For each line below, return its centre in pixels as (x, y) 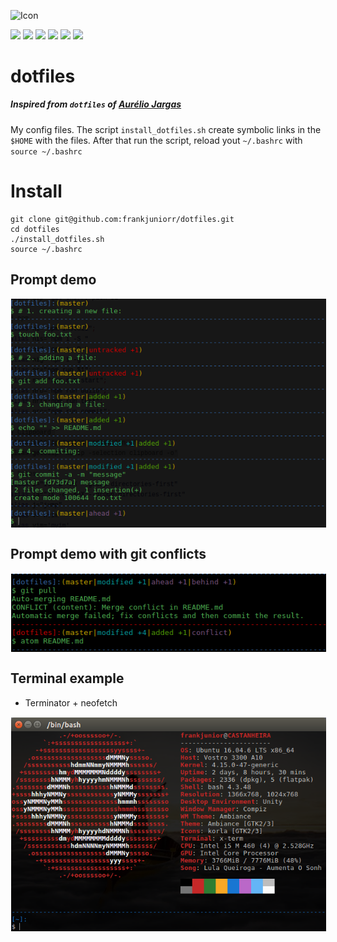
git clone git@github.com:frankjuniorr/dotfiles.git (122, 219)
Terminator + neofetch (71, 702)
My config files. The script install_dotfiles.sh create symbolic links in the (166, 129)
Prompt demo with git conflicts (108, 554)
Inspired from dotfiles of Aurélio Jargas (96, 104)
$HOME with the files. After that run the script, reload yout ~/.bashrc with (156, 140)
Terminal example (67, 678)
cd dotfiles (35, 229)
